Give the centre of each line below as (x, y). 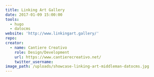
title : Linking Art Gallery (35, 10)
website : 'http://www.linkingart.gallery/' (52, 33)
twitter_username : (34, 62)
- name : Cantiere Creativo (39, 48)
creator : (15, 43)
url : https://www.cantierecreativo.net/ (58, 57)
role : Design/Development (42, 52)
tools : (12, 19)
